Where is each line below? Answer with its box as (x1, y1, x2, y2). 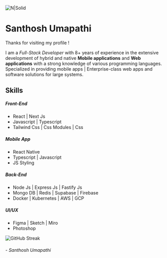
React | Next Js (12, 113, 46, 120)
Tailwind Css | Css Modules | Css (12, 124, 83, 131)
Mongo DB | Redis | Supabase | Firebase (12, 190, 99, 196)
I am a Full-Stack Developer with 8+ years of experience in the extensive (5, 49, 159, 56)
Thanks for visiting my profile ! (5, 39, 70, 46)
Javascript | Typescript (12, 119, 62, 125)
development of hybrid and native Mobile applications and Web (5, 55, 141, 61)
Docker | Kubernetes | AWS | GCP (12, 195, 85, 202)
